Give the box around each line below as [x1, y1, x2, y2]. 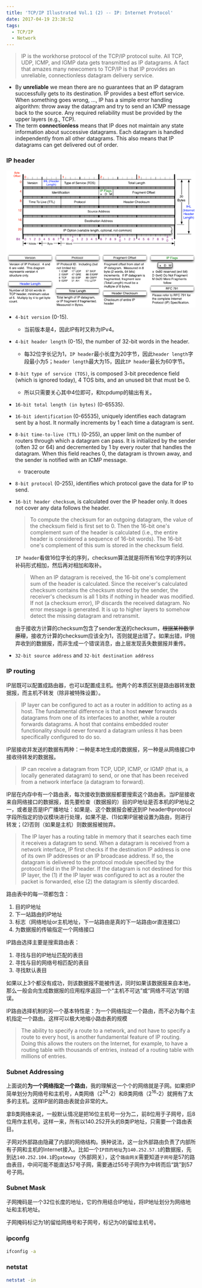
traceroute [23, 468, 50, 475]
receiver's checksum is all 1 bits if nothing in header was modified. [29, 593, 195, 600]
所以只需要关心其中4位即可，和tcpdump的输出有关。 [23, 389, 155, 396]
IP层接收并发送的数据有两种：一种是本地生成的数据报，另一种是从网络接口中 [6, 746, 195, 753]
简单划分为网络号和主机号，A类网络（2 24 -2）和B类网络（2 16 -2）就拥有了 [6, 1089, 188, 1097]
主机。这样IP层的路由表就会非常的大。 [16, 1097, 111, 1104]
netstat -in [6, 1277, 36, 1283]
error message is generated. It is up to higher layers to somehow [29, 606, 191, 613]
